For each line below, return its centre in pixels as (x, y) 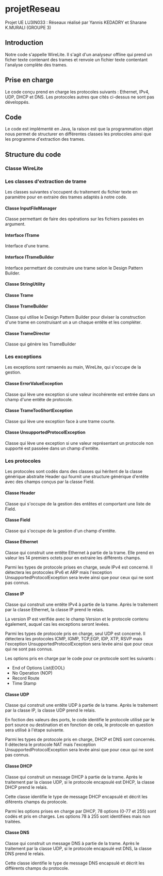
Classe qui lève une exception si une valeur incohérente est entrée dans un (80, 394)
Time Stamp (24, 683)
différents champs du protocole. (37, 868)
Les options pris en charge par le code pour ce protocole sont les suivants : (81, 659)
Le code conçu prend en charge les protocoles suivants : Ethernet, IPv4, (77, 92)
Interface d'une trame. (27, 246)
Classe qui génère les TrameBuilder (41, 344)
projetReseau (33, 9)
